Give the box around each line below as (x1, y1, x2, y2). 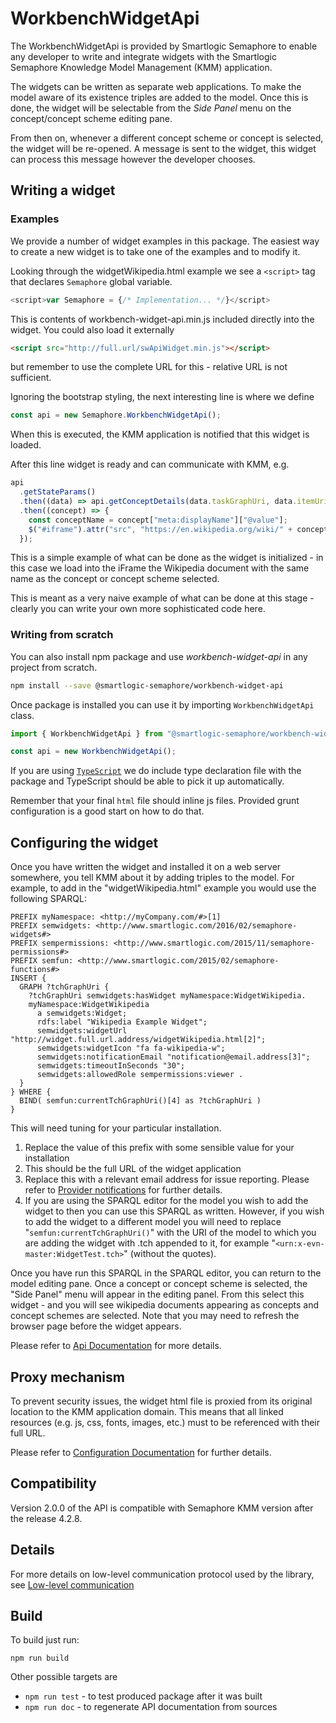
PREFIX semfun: (10, 956, 74, 966)
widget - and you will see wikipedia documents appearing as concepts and (10, 1299, 320, 1311)
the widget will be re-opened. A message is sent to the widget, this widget (10, 142, 317, 154)
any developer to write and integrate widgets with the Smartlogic (10, 50, 277, 62)
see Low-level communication (10, 1578, 135, 1591)
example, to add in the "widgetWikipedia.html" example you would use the (10, 882, 317, 894)
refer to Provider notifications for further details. (24, 1184, 223, 1196)
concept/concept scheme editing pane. (10, 112, 173, 124)
